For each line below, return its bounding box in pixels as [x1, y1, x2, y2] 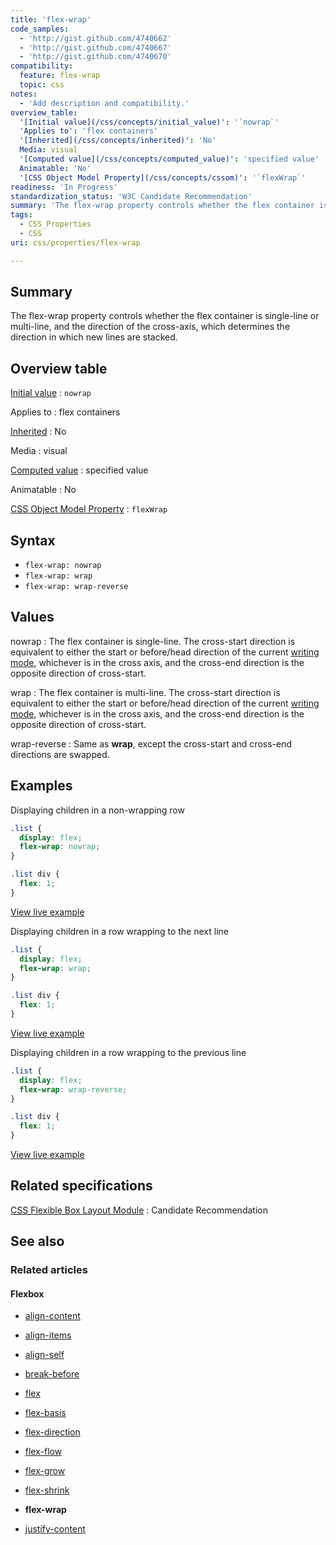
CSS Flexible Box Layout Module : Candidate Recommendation [10, 1204, 268, 1216]
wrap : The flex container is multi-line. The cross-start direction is [10, 686, 281, 698]
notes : [10, 89, 38, 99]
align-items [24, 1329, 72, 1341]
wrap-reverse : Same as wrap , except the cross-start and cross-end [10, 737, 293, 750]
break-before [24, 1368, 80, 1380]
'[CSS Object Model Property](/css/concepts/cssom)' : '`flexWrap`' [19, 172, 307, 183]
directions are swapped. [10, 748, 110, 760]
